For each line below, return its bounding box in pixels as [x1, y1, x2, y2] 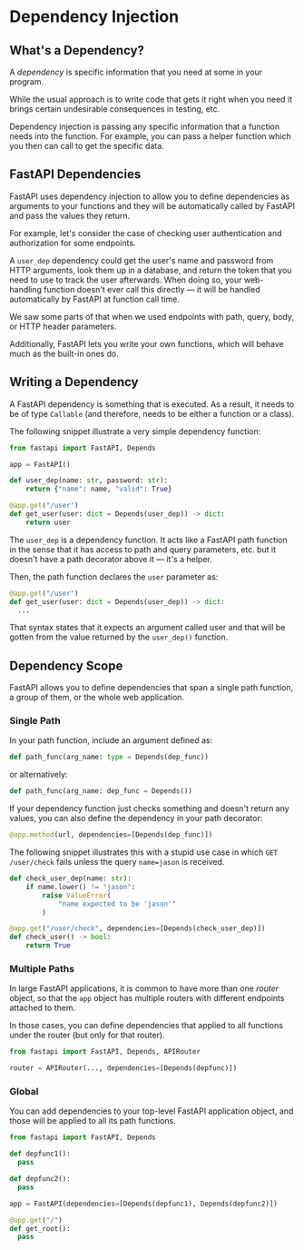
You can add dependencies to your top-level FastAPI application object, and [9, 1106, 294, 1116]
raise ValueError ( [42, 890, 112, 900]
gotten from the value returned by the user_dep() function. [9, 631, 229, 642]
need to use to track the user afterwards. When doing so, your [9, 274, 242, 285]
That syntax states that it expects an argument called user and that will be [9, 622, 286, 633]
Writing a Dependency [9, 374, 139, 390]
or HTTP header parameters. [9, 321, 117, 332]
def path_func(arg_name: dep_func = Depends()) [9, 787, 193, 796]
